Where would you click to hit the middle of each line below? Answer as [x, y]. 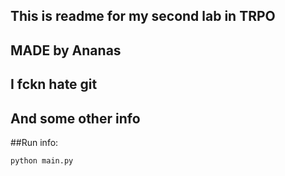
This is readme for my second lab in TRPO [143, 16]
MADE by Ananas [66, 50]
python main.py [42, 160]
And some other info [75, 118]
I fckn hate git [54, 84]
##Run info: [34, 142]
